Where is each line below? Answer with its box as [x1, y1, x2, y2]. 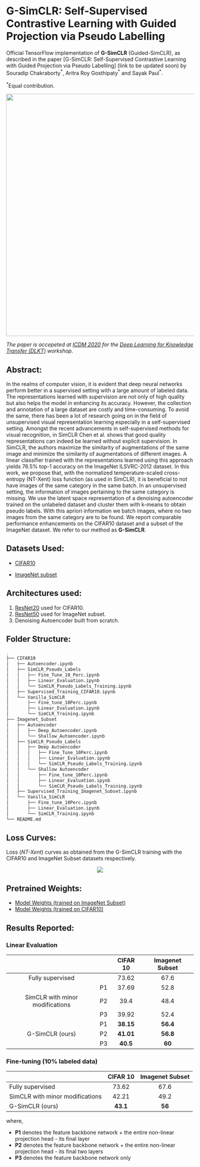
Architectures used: [6, 588, 82, 598]
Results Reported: [6, 923, 74, 933]
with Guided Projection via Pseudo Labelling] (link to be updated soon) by [6, 61, 187, 69]
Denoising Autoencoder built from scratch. [14, 616, 120, 624]
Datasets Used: [6, 544, 64, 554]
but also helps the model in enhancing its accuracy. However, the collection [6, 400, 192, 407]
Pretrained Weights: [6, 883, 82, 893]
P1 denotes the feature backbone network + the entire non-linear [14, 1129, 174, 1136]
